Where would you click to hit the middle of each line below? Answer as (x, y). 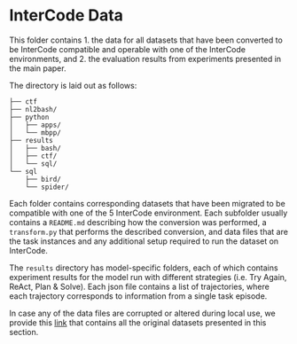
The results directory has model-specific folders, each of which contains (144, 268)
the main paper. (38, 68)
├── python (29, 117)
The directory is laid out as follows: (73, 85)
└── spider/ (47, 187)
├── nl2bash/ (33, 109)
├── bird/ (43, 179)
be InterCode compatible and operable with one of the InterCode (128, 49)
